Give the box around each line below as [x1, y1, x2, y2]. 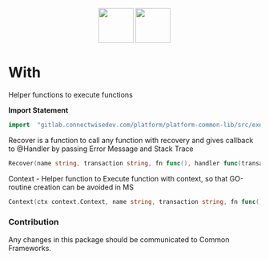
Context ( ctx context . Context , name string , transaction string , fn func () [8, 197, 263, 205]
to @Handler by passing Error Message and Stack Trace [8, 144, 194, 153]
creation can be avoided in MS [33, 182, 134, 192]
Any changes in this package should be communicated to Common [8, 234, 230, 244]
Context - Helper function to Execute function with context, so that [8, 173, 228, 183]
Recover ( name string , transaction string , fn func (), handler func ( [8, 159, 242, 167]
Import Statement [8, 105, 69, 115]
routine [8, 182, 32, 192]
